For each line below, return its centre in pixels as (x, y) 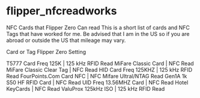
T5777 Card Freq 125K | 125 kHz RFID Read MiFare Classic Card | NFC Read (100, 63)
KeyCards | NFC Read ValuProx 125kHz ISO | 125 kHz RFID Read (86, 88)
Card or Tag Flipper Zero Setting (46, 51)
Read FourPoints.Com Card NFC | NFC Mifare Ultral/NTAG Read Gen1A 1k (97, 76)
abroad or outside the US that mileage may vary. (66, 40)
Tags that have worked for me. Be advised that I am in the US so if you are (98, 33)
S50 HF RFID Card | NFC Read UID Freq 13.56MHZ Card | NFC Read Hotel (97, 82)
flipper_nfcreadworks (62, 11)
